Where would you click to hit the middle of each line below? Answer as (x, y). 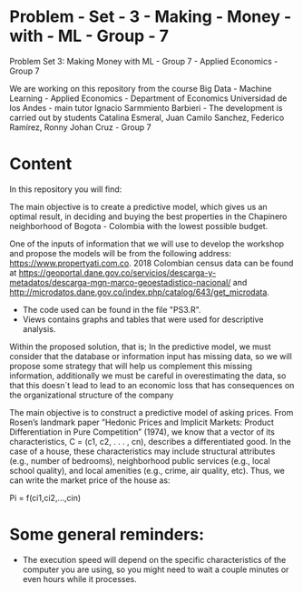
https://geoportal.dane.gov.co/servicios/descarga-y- (117, 272)
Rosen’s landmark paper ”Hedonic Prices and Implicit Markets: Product (142, 422)
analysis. (39, 328)
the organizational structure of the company (92, 395)
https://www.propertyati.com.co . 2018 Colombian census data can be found (151, 263)
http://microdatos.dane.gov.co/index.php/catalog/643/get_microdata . (140, 292)
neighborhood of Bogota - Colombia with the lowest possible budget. (139, 226)
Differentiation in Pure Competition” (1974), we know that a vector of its (142, 432)
